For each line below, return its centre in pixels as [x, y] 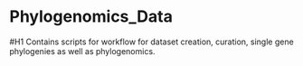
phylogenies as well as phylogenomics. [82, 51]
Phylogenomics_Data [91, 17]
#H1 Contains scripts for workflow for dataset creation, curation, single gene [151, 42]
